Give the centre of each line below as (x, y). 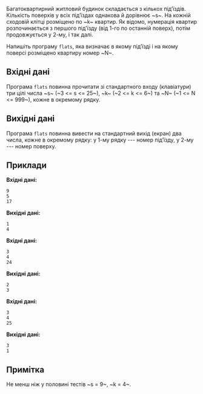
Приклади (27, 166)
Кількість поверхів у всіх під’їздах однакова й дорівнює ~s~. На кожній (98, 15)
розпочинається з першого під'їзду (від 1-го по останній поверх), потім (98, 28)
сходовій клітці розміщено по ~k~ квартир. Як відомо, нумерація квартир (102, 22)
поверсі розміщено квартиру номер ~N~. (60, 53)
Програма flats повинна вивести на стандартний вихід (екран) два (94, 133)
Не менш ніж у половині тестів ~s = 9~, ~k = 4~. (69, 384)
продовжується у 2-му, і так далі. (50, 35)
